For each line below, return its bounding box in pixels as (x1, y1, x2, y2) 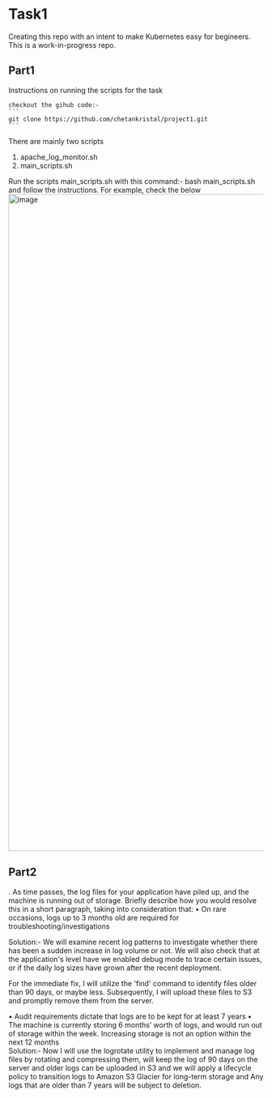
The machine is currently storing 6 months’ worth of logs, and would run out (8, 1019, 263, 1029)
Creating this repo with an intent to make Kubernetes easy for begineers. (8, 32, 251, 41)
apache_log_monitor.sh (19, 151, 99, 162)
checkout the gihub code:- (8, 100, 100, 109)
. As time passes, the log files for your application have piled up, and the (8, 887, 249, 896)
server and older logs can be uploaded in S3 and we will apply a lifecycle (8, 1062, 253, 1073)
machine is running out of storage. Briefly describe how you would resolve (8, 896, 257, 905)
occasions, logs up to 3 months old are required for (8, 913, 180, 922)
